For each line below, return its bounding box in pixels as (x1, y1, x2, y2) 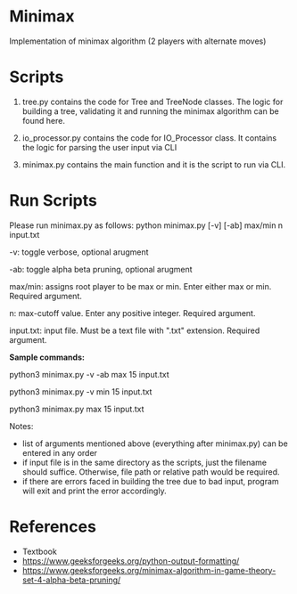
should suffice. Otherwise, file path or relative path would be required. (21, 466, 280, 477)
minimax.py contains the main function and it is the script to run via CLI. (21, 159, 286, 170)
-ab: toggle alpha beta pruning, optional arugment (9, 264, 194, 274)
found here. (21, 115, 65, 126)
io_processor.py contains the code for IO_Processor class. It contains (21, 132, 277, 143)
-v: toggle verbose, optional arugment (9, 247, 149, 257)
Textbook (21, 546, 58, 557)
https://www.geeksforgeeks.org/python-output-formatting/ (21, 555, 240, 566)
